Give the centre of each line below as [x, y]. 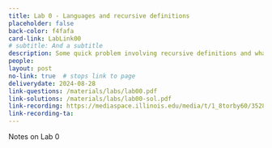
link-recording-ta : [41, 114]
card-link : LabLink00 [45, 38]
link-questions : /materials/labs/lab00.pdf [83, 91]
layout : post [30, 69]
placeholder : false [41, 23]
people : [21, 61]
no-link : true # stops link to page [72, 76]
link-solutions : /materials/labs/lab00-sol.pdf [90, 99]
